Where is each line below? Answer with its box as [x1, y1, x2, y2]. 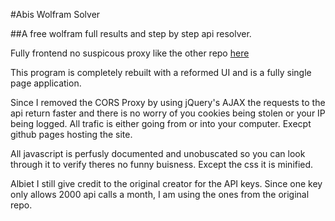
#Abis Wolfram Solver [10, 9, 101, 20]
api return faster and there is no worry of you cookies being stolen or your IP [10, 107, 326, 119]
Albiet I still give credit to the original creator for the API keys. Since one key [10, 178, 323, 189]
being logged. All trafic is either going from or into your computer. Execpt [10, 118, 312, 129]
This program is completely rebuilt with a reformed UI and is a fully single [10, 67, 312, 78]
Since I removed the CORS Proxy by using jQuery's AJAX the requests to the [10, 97, 326, 108]
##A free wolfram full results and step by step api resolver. [10, 28, 252, 39]
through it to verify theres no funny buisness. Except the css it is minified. [10, 159, 314, 170]
